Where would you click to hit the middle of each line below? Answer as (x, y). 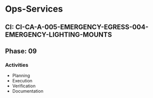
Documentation (28, 91)
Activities (17, 65)
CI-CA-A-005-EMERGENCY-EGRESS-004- (82, 27)
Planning (21, 76)
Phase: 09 (21, 51)
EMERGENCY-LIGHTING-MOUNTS (59, 34)
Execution (22, 81)
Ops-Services (34, 9)
